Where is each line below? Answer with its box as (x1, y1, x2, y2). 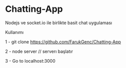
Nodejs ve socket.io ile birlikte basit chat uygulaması (5, 20, 113, 26)
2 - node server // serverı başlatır (5, 48, 73, 54)
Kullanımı (5, 29, 24, 35)
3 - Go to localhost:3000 (5, 58, 56, 64)
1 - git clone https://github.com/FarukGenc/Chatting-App (5, 38, 122, 45)
